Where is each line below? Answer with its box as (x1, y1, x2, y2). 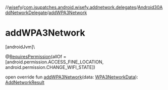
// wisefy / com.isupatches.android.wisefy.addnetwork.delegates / (5, 5, 138, 10)
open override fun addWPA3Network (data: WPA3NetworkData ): (5, 74, 138, 80)
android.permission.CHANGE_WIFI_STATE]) (5, 64, 96, 70)
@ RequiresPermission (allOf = (5, 53, 67, 59)
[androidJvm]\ (5, 44, 35, 50)
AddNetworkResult (5, 79, 44, 85)
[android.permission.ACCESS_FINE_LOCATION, (5, 59, 104, 65)
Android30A (137, 5, 163, 10)
